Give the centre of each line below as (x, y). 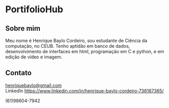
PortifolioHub (34, 9)
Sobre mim (23, 28)
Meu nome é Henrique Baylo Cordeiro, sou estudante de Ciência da (76, 40)
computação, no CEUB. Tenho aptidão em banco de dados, (68, 46)
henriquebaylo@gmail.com (34, 85)
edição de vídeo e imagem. (34, 57)
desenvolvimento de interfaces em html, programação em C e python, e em (85, 51)
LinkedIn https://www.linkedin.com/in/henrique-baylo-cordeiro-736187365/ (85, 91)
